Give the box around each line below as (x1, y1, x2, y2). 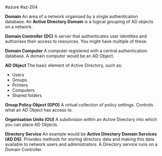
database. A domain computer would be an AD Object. (5, 53, 114, 59)
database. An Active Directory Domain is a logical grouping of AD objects (5, 19, 154, 24)
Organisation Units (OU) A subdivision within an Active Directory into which (5, 117, 157, 122)
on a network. (5, 24, 33, 30)
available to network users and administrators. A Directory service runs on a (5, 141, 158, 147)
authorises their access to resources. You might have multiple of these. (5, 38, 148, 44)
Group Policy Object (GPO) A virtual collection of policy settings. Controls (5, 102, 153, 107)
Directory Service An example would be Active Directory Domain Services (5, 131, 157, 137)
